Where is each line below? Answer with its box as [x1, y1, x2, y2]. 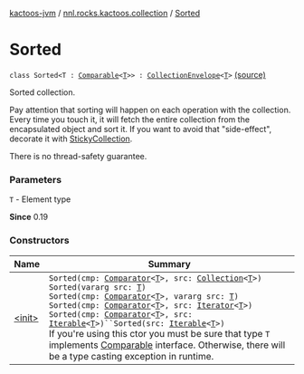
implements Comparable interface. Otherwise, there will [48, 339, 286, 351]
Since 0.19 [9, 212, 48, 223]
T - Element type [9, 194, 71, 205]
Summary [147, 257, 192, 270]
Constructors [9, 235, 70, 247]
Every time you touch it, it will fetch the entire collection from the [9, 113, 251, 125]
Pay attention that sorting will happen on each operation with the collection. [9, 104, 291, 115]
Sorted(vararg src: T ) [48, 282, 147, 292]
